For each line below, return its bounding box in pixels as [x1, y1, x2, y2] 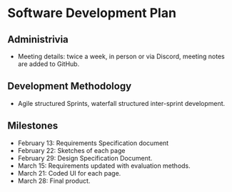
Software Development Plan [7, 5, 177, 21]
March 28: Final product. [17, 176, 91, 185]
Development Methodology [7, 80, 132, 92]
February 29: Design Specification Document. [17, 154, 153, 162]
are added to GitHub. [17, 60, 80, 68]
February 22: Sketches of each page [17, 146, 126, 154]
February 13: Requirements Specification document [17, 139, 169, 147]
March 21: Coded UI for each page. [17, 169, 121, 177]
